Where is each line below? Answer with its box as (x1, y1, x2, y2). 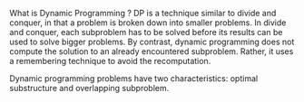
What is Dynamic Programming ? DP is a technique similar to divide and (9, 8, 277, 18)
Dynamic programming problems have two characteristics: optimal (9, 73, 259, 84)
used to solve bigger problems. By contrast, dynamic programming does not (9, 36, 295, 47)
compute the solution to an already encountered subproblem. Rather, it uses (9, 46, 294, 57)
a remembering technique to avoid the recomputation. (9, 56, 211, 66)
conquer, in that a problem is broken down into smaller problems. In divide (9, 17, 287, 28)
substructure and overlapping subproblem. (9, 83, 170, 93)
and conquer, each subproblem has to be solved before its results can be (9, 27, 283, 37)
